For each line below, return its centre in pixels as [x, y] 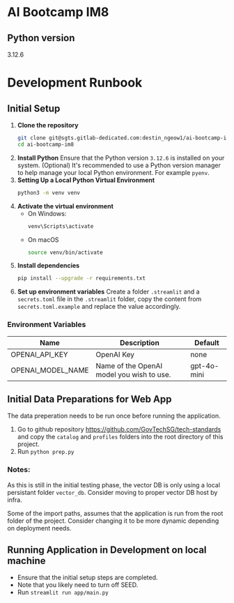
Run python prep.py [46, 452]
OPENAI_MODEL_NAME [50, 370]
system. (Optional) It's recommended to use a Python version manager [119, 165]
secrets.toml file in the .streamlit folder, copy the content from [109, 299]
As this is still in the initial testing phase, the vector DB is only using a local [114, 484]
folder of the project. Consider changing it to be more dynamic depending [113, 521]
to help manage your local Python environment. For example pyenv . [114, 172]
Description [140, 342]
